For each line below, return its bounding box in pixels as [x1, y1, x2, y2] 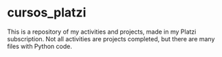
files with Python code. [7, 42, 72, 50]
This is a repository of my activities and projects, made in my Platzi [7, 27, 197, 36]
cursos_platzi [7, 5, 87, 21]
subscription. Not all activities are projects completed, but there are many [7, 34, 215, 43]
